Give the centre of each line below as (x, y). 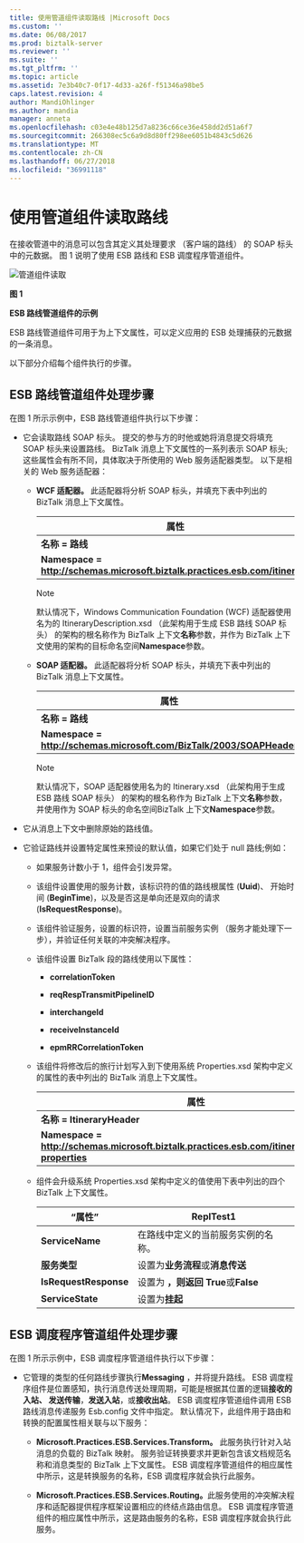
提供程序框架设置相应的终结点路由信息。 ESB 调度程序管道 (185, 1506)
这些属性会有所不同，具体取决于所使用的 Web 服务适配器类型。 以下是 (153, 460)
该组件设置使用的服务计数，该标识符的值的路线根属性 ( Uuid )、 (152, 886)
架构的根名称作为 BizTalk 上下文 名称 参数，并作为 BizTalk (167, 635)
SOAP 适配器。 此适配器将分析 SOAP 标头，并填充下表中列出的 (153, 665)
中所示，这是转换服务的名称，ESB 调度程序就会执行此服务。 (148, 1476)
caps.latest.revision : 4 (56, 93)
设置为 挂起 (160, 1300)
